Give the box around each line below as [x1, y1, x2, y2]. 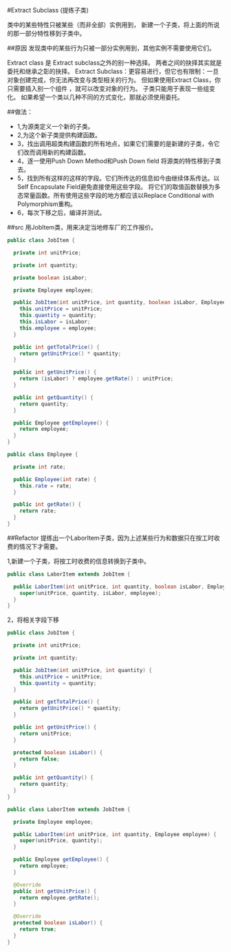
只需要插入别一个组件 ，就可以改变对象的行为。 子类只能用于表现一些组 [7, 85, 210, 92]
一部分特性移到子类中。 [19, 30, 86, 37]
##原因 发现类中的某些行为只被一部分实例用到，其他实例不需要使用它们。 [7, 44, 215, 52]
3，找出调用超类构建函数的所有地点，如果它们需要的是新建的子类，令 [16, 140, 214, 148]
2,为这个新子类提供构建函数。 [16, 131, 102, 139]
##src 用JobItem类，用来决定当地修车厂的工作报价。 [7, 223, 157, 231]
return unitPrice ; [19, 730, 72, 737]
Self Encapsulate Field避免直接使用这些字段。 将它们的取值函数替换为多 [16, 183, 221, 191]
